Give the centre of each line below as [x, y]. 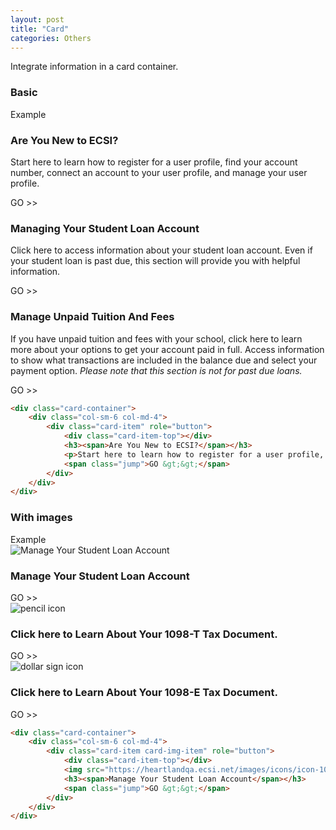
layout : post [37, 19]
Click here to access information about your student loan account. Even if [161, 250]
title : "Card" [40, 29]
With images [41, 518]
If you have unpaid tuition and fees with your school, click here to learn [156, 338]
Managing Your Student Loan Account [105, 228]
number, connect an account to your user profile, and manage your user [159, 172]
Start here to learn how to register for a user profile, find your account [154, 162]
